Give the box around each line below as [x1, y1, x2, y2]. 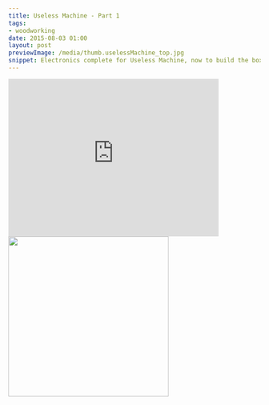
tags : [8, 19, 26, 27]
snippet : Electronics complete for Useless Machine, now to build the [8, 57, 249, 65]
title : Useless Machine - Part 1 [8, 11, 120, 20]
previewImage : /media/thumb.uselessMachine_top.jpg [8, 49, 184, 57]
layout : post [8, 42, 52, 50]
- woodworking [8, 26, 56, 34]
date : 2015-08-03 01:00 [8, 34, 88, 42]
